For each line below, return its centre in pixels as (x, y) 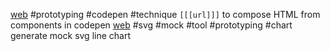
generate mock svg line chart (71, 35)
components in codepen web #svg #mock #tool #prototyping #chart (151, 25)
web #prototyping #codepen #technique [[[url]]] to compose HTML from (165, 14)
